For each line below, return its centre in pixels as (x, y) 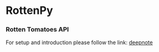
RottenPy (29, 11)
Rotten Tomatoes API (37, 30)
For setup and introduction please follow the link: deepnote (79, 42)
